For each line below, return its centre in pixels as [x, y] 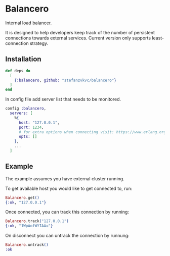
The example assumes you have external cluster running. [65, 178]
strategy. [39, 43]
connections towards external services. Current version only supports [78, 38]
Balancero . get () [22, 197]
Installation [23, 59]
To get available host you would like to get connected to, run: [69, 188]
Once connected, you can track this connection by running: [67, 212]
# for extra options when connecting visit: [66, 132]
